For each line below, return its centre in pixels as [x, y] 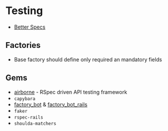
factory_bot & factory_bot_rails [51, 104]
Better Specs [30, 27]
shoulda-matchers [35, 123]
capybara [25, 99]
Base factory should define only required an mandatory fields [88, 59]
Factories [23, 45]
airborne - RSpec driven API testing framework [71, 92]
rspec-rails [28, 117]
